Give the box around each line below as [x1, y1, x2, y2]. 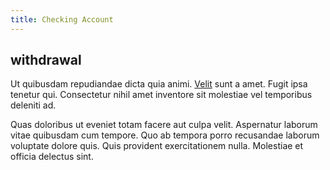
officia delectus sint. [10, 151, 94, 163]
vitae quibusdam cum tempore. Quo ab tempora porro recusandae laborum [10, 129, 320, 141]
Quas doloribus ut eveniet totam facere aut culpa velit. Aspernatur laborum [10, 119, 318, 131]
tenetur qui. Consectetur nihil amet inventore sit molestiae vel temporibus [10, 89, 313, 101]
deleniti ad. [10, 99, 57, 111]
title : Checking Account [10, 14, 114, 25]
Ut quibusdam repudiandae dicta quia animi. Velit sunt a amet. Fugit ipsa [10, 78, 308, 90]
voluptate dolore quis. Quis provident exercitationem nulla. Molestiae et [10, 140, 304, 152]
